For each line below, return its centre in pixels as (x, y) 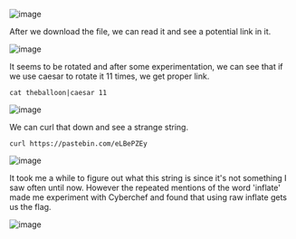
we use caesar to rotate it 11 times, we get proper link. (110, 76)
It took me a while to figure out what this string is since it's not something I (148, 178)
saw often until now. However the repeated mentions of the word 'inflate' (145, 187)
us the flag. (30, 207)
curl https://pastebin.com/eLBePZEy (78, 144)
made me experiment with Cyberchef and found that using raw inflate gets (148, 197)
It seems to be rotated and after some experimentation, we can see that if (146, 67)
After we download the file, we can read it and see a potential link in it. (140, 31)
